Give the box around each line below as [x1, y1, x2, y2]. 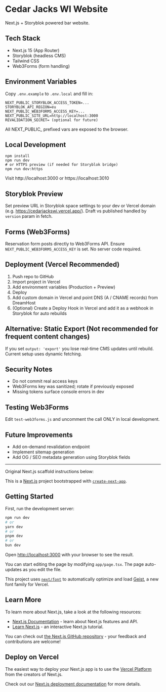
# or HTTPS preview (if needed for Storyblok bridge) [5, 162, 119, 167]
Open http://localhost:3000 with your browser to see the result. [5, 552, 134, 557]
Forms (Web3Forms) [5, 228, 70, 236]
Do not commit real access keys [12, 378, 78, 384]
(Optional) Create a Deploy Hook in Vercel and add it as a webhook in [12, 305, 154, 311]
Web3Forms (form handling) [12, 63, 70, 69]
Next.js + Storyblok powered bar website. [5, 20, 90, 26]
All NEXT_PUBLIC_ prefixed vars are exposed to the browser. [5, 126, 128, 132]
